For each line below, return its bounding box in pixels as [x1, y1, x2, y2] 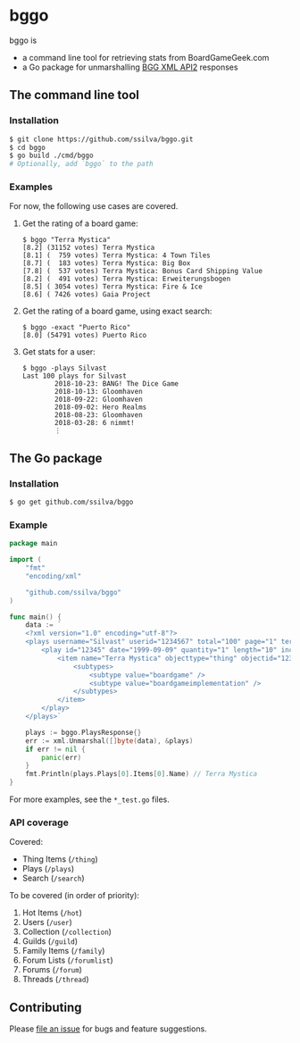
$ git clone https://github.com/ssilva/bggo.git [9, 135, 194, 144]
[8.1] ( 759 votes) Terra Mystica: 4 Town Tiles [21, 251, 212, 260]
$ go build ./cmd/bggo [9, 151, 94, 161]
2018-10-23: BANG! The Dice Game [54, 380, 179, 388]
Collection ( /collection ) [21, 926, 112, 938]
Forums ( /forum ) [21, 964, 83, 975]
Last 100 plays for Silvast [21, 371, 127, 380]
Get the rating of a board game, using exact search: [21, 305, 212, 317]
